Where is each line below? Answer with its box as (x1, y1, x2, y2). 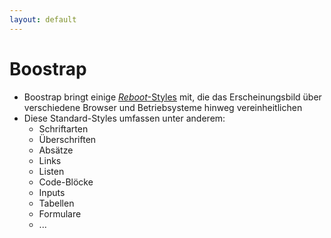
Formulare (38, 207, 82, 220)
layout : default (9, 14, 77, 25)
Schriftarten (38, 122, 89, 135)
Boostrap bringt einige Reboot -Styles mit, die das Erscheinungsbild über (23, 91, 322, 103)
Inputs (38, 186, 66, 198)
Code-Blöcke (38, 176, 94, 188)
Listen (38, 165, 65, 177)
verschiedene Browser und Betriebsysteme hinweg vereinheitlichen (23, 101, 303, 113)
